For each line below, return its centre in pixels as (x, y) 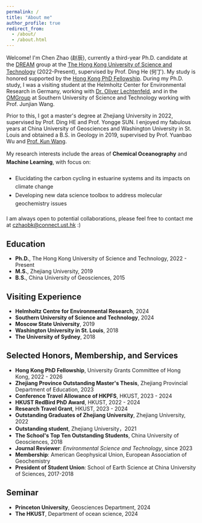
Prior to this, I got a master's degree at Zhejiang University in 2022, (90, 116)
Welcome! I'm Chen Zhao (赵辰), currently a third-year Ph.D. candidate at (97, 58)
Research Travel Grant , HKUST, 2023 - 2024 (71, 409)
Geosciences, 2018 (39, 442)
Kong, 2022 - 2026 (39, 377)
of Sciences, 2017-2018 (44, 474)
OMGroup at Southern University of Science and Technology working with (99, 98)
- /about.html (29, 40)
